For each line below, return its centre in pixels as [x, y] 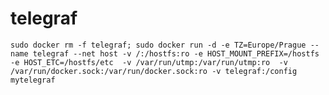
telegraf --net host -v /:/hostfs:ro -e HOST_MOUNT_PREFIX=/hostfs [176, 53]
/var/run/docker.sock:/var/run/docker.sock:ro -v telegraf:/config [154, 71]
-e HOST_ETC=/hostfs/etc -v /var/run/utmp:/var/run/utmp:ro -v [149, 62]
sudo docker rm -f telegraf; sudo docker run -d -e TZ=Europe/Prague [158, 45]
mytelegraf [33, 80]
